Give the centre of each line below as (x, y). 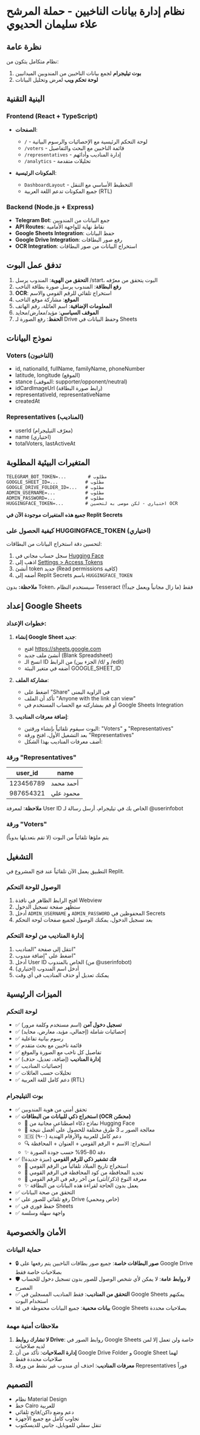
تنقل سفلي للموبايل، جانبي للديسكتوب (58, 1425)
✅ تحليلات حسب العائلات (43, 1073)
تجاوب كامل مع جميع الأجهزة (47, 1419)
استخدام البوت (32, 1301)
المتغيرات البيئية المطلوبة (48, 463)
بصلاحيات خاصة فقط (38, 1272)
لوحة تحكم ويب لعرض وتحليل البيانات (57, 80)
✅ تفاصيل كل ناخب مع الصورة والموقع (58, 1052)
